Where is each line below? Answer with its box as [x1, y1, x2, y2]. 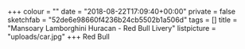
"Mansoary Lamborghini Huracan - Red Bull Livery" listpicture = [7, 24, 216, 32]
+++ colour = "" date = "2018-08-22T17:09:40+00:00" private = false [7, 7, 236, 16]
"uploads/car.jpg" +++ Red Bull [7, 32, 111, 41]
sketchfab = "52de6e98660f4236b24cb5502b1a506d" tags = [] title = [7, 15, 238, 24]
